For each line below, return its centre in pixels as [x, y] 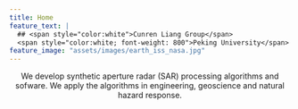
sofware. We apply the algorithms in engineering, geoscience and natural [150, 86]
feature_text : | [39, 26]
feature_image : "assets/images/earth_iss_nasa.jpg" [107, 51]
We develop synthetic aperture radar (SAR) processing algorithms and [150, 76]
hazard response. [150, 96]
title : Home [31, 17]
